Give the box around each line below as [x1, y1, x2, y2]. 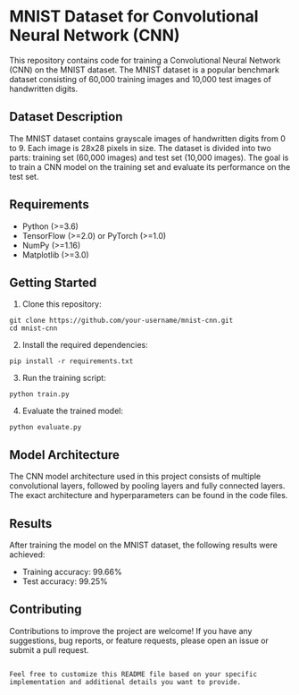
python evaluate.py [9, 423, 82, 432]
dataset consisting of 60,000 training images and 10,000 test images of [9, 73, 272, 84]
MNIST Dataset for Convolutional [9, 6, 259, 27]
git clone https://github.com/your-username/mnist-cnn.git [9, 316, 234, 326]
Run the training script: [21, 373, 107, 384]
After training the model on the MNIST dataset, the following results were [9, 539, 278, 550]
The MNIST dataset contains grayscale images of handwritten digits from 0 [9, 132, 286, 144]
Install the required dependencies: [21, 340, 149, 351]
